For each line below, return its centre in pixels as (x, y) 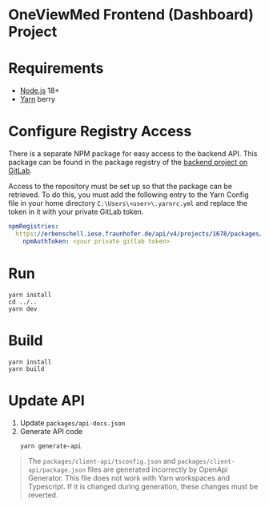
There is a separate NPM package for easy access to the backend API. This (133, 154)
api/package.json (57, 470)
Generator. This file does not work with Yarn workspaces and (129, 477)
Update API (47, 400)
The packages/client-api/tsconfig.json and (102, 461)
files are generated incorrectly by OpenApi (158, 469)
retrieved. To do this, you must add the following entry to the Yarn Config (129, 195)
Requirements (56, 68)
